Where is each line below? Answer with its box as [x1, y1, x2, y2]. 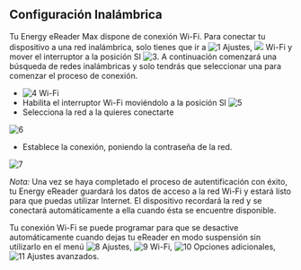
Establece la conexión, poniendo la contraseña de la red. [22, 141, 233, 152]
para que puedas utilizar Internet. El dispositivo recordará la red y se [9, 195, 262, 205]
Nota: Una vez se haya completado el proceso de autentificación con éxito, [9, 176, 288, 187]
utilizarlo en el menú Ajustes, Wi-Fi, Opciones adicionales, [9, 241, 276, 252]
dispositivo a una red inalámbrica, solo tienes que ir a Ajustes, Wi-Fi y [9, 41, 293, 52]
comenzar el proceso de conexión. [9, 70, 138, 81]
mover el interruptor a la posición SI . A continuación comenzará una [9, 51, 277, 62]
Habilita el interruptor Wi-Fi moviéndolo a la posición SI [22, 97, 227, 108]
